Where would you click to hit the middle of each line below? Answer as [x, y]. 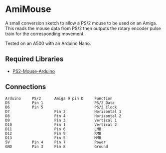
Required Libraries [34, 59]
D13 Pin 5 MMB [53, 138]
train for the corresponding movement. [45, 33]
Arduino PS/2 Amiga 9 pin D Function [59, 98]
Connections [26, 87]
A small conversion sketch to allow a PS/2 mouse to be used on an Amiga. [81, 23]
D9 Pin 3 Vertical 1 [61, 120]
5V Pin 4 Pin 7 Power [56, 142]
